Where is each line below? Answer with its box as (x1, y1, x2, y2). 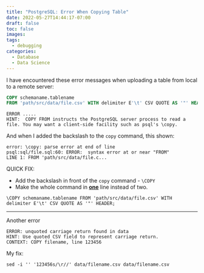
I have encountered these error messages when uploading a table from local (6, 76, 197, 84)
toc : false (6, 25, 34, 32)
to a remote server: (6, 83, 55, 90)
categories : (6, 49, 36, 55)
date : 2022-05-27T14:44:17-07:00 (6, 15, 91, 21)
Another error (6, 217, 41, 224)
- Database (12, 54, 39, 60)
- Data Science (12, 59, 50, 66)
